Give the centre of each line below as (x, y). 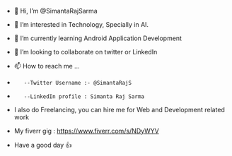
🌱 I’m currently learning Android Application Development (98, 38)
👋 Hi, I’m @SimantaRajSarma (56, 11)
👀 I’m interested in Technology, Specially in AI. (81, 24)
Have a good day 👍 (43, 145)
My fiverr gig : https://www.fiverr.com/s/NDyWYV (86, 131)
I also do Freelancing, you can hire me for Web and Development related (119, 110)
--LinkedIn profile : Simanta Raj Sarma (84, 97)
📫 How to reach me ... (47, 66)
